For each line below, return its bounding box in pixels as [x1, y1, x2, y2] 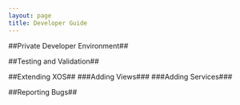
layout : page [8, 11, 52, 20]
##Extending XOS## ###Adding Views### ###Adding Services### [8, 72, 233, 81]
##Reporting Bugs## [8, 87, 78, 96]
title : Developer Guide [8, 19, 88, 27]
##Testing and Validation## [8, 56, 100, 66]
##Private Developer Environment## [8, 41, 129, 50]
